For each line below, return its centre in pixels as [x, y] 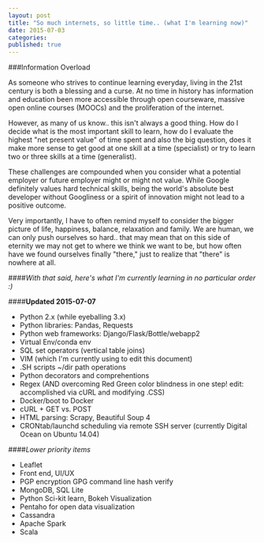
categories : [28, 37]
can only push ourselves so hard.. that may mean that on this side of [119, 238]
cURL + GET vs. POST [56, 409]
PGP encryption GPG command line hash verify [96, 481]
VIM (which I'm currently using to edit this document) [106, 359]
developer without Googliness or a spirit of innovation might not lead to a [126, 197]
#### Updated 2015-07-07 [52, 301]
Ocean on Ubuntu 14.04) [59, 434]
